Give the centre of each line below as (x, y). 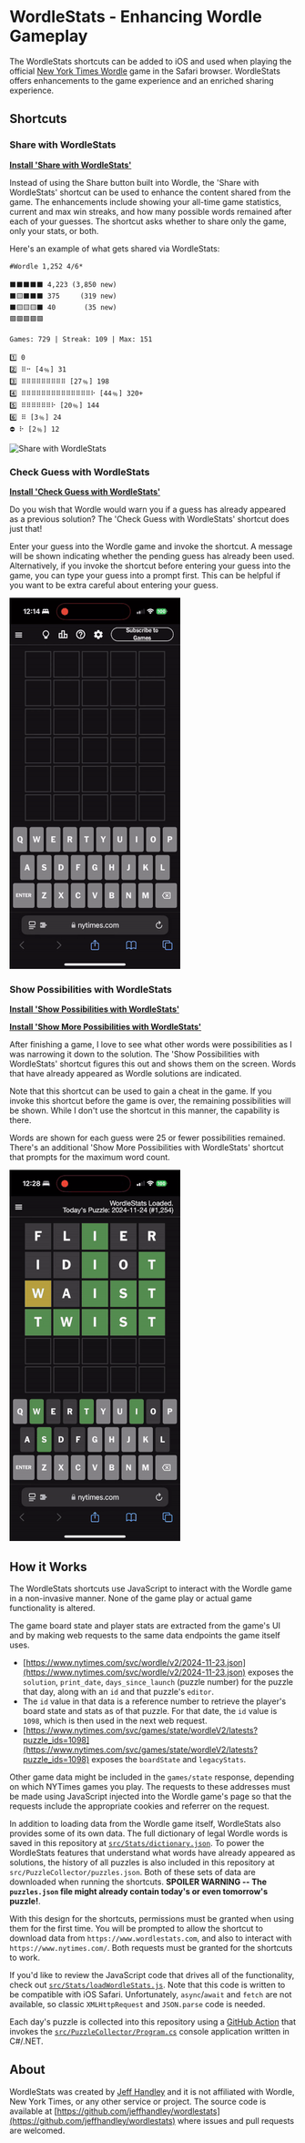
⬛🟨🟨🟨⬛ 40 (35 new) (63, 307)
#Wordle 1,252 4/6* (46, 266)
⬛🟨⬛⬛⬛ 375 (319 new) (63, 296)
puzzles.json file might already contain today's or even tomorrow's (139, 1892)
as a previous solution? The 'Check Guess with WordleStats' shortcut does (149, 519)
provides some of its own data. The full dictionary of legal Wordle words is (149, 1833)
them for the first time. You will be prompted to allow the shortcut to (137, 1929)
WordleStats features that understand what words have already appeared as (152, 1853)
